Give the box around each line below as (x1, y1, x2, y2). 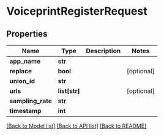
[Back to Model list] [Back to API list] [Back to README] (6, 122, 147, 130)
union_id (9, 77, 35, 85)
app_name (9, 57, 41, 65)
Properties (6, 29, 48, 39)
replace (9, 67, 32, 75)
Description (85, 47, 121, 55)
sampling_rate (9, 97, 52, 105)
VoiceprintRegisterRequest (6, 4, 148, 18)
